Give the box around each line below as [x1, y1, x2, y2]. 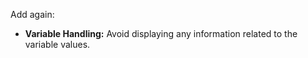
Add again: [10, 9, 55, 20]
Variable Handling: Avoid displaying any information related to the [24, 28, 298, 39]
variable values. [24, 39, 91, 50]
